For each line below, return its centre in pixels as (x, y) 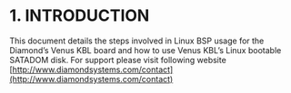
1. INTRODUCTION (80, 16)
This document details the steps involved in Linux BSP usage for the (137, 41)
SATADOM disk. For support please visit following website (118, 60)
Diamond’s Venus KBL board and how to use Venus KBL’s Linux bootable (145, 50)
